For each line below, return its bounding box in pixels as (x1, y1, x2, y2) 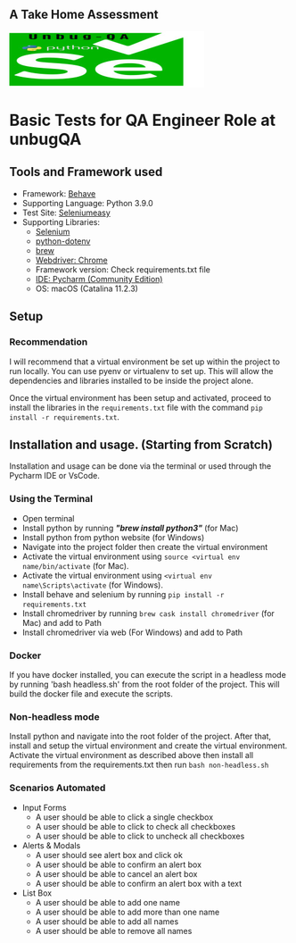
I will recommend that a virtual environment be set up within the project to (9, 356, 281, 367)
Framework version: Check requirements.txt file (35, 263, 211, 275)
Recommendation (9, 336, 88, 348)
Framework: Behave (21, 188, 96, 199)
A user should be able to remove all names (35, 925, 193, 936)
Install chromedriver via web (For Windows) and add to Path (21, 627, 243, 638)
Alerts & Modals (21, 839, 81, 851)
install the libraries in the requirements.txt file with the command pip (9, 402, 263, 413)
